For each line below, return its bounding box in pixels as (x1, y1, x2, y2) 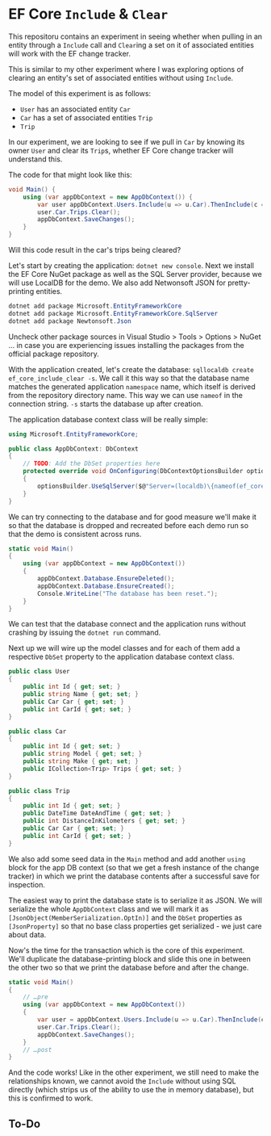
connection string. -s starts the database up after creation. (8, 399, 203, 409)
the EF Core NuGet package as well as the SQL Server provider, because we (8, 270, 262, 279)
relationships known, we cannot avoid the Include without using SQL (8, 1076, 236, 1086)
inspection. (8, 879, 46, 889)
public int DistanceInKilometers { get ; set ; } (23, 817, 186, 825)
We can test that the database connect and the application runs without (8, 619, 246, 629)
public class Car (8, 727, 67, 736)
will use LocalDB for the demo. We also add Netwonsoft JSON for (8, 278, 226, 287)
